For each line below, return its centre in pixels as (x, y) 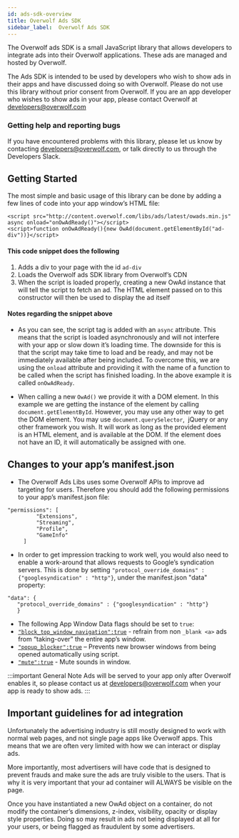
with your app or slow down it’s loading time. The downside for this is (119, 344)
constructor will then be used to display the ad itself (94, 297)
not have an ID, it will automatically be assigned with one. (102, 442)
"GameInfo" (52, 535)
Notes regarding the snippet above (60, 314)
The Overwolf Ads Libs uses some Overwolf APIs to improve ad (111, 482)
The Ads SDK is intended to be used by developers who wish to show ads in (119, 76)
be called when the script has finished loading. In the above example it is (124, 375)
